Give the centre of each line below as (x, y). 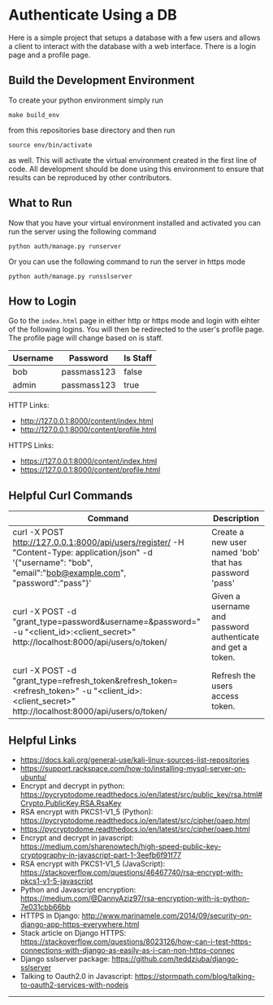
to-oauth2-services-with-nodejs (74, 985)
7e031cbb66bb (45, 907)
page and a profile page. (50, 55)
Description (236, 519)
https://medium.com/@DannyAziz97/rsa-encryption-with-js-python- (135, 898)
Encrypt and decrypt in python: (72, 786)
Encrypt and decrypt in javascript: (77, 838)
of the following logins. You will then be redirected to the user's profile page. (136, 329)
